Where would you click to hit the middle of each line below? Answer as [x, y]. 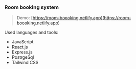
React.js [20, 47]
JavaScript [23, 42]
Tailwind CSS [25, 63]
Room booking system [32, 7]
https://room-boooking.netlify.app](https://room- [82, 18]
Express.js [22, 52]
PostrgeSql [23, 57]
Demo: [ [24, 18]
